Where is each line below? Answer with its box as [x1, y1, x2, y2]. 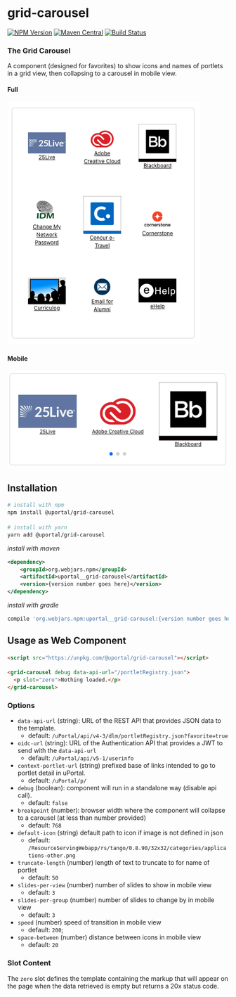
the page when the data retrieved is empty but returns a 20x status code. [7, 982, 219, 990]
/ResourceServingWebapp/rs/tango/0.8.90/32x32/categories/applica [27, 845, 227, 852]
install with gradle [7, 601, 59, 610]
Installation [7, 482, 58, 494]
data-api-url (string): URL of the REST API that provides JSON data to [17, 716, 221, 725]
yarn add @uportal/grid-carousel [7, 531, 105, 539]
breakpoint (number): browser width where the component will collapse [17, 806, 226, 815]
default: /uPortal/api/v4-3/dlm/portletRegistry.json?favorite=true [27, 731, 228, 740]
